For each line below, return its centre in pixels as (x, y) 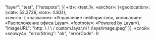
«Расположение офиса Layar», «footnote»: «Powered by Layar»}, (73, 23)
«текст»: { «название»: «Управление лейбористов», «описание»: (74, 18)
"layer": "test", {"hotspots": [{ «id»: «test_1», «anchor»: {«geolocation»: (77, 7)
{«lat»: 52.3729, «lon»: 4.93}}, (36, 12)
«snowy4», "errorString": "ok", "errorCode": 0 (52, 33)
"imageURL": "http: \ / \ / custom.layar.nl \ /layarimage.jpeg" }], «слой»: (78, 28)
